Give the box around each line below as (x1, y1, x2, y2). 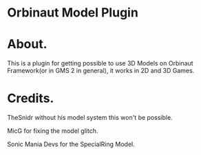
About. (7, 37, 47, 52)
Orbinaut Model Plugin (7, 5, 139, 21)
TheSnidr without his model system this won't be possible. (7, 114, 173, 122)
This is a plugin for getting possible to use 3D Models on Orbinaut (7, 59, 194, 68)
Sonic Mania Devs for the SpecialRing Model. (7, 140, 136, 149)
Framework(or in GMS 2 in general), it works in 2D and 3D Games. (7, 67, 195, 75)
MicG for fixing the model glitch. (7, 127, 98, 135)
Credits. (7, 91, 54, 106)
